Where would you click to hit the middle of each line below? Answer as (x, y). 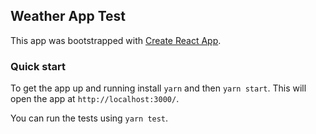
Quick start (38, 66)
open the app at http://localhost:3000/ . (95, 99)
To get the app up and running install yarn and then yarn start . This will (158, 88)
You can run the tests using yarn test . (89, 118)
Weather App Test (68, 16)
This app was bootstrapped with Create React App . (116, 40)
